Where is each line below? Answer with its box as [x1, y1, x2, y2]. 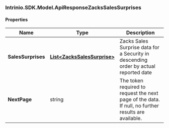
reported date [119, 69, 152, 76]
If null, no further [119, 102, 159, 109]
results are [119, 108, 145, 115]
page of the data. [119, 96, 160, 103]
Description [126, 29, 155, 36]
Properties [5, 17, 28, 23]
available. [119, 115, 142, 122]
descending [119, 57, 148, 64]
